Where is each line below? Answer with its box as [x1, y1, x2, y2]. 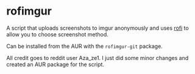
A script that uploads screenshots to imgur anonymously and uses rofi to [6, 24, 189, 32]
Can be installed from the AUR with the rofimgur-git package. [6, 42, 163, 50]
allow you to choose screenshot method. [6, 30, 108, 38]
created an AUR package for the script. [6, 61, 105, 68]
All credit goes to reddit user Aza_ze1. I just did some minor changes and [6, 54, 189, 61]
